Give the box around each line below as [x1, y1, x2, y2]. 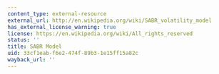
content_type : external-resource [7, 10, 107, 18]
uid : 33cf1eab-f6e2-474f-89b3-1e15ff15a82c [7, 50, 139, 57]
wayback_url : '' [7, 56, 56, 63]
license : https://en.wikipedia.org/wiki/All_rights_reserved [7, 30, 193, 37]
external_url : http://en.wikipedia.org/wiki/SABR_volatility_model [7, 17, 213, 24]
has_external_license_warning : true [7, 23, 116, 30]
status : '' [7, 37, 40, 44]
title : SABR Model [7, 43, 62, 50]
